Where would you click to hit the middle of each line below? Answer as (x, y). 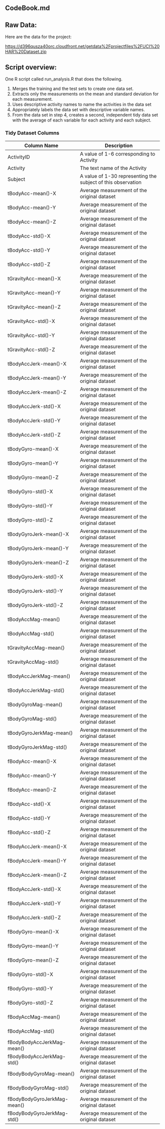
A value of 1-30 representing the (118, 176)
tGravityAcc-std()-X (31, 322)
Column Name (41, 146)
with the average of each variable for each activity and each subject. (82, 120)
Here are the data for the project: (39, 37)
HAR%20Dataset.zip (26, 52)
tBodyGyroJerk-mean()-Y (38, 549)
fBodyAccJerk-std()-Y (34, 903)
